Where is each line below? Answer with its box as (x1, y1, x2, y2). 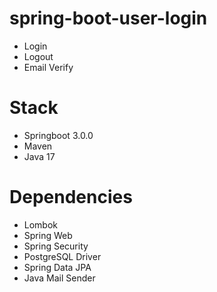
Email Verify (23, 61, 74, 73)
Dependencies (9, 186, 133, 209)
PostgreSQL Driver (23, 250, 102, 262)
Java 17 (23, 150, 56, 162)
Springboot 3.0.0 (23, 129, 94, 141)
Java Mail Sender (23, 272, 96, 284)
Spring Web (23, 229, 73, 241)
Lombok (23, 218, 59, 231)
